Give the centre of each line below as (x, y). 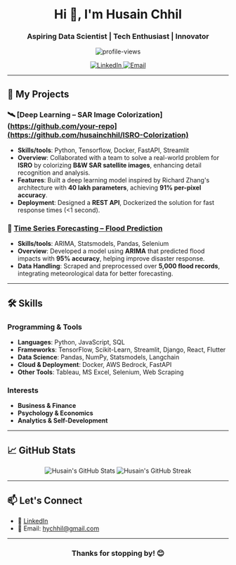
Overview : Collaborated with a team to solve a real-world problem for (118, 158)
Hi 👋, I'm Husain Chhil (118, 14)
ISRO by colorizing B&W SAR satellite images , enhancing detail (109, 166)
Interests (23, 390)
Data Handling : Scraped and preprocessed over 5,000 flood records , (118, 266)
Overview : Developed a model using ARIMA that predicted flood (111, 251)
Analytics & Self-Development (63, 421)
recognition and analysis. (54, 173)
